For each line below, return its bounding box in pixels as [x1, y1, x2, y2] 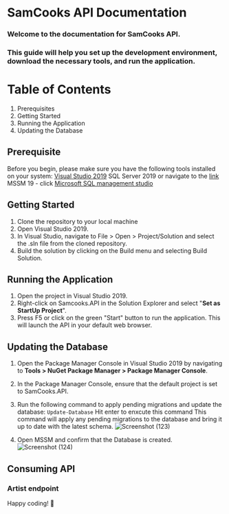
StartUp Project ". [17, 306, 67, 315]
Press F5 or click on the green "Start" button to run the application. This [17, 314, 221, 322]
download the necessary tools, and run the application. [7, 56, 196, 66]
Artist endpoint [7, 483, 59, 493]
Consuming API [7, 462, 76, 475]
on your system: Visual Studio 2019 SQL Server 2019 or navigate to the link [7, 172, 219, 180]
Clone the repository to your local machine [17, 217, 138, 225]
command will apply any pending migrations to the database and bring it [17, 415, 222, 423]
